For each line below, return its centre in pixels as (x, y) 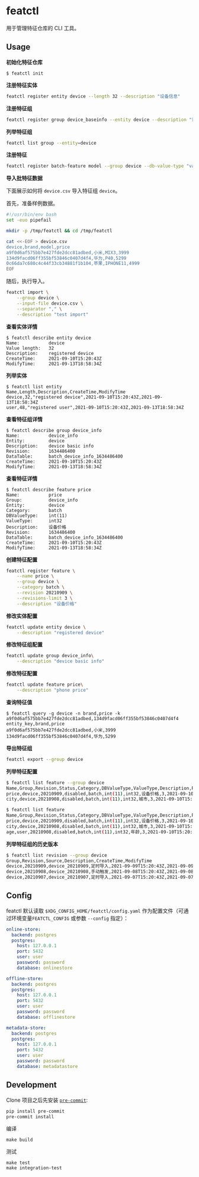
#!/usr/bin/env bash (32, 215)
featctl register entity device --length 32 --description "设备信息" (93, 96)
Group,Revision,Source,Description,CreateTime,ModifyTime (79, 861)
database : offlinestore (46, 1017)
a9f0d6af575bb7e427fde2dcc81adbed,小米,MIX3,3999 (68, 252)
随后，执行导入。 (27, 281)
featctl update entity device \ (46, 627)
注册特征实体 (22, 85)
